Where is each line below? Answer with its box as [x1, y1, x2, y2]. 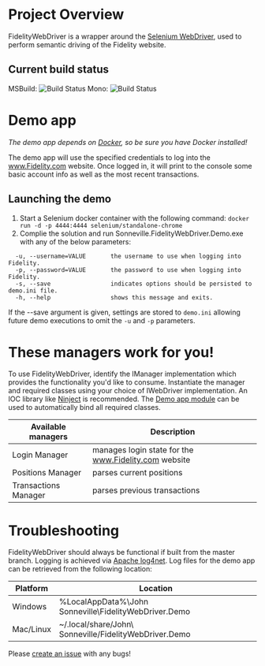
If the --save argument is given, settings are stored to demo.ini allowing [8, 307, 241, 317]
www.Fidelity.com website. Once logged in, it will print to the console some [8, 161, 252, 170]
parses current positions [91, 467, 183, 478]
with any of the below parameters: [19, 236, 132, 246]
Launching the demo [8, 192, 112, 206]
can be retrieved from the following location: [8, 564, 152, 574]
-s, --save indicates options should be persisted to [15, 280, 252, 288]
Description [150, 426, 196, 437]
